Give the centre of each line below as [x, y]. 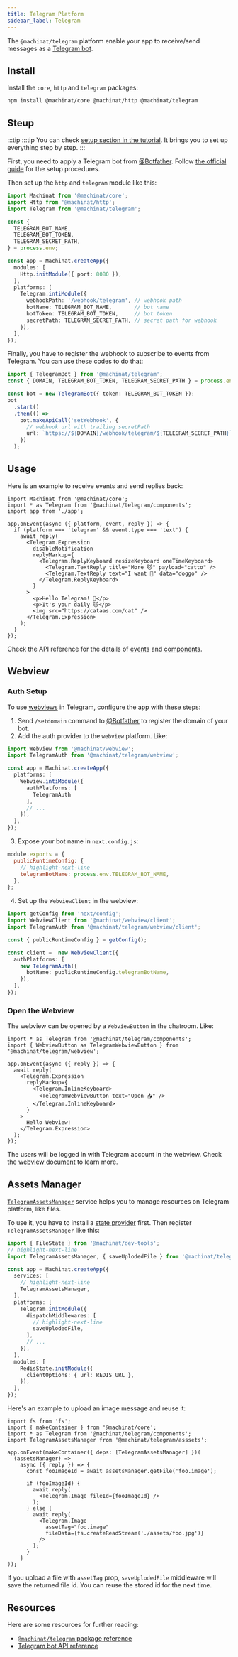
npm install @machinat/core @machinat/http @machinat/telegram [103, 101]
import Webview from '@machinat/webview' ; [71, 749]
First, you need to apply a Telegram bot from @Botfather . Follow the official [117, 161]
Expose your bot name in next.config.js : [78, 841]
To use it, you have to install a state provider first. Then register [100, 1222]
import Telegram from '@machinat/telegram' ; [74, 209]
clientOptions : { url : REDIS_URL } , [80, 1375]
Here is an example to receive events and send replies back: [95, 486]
